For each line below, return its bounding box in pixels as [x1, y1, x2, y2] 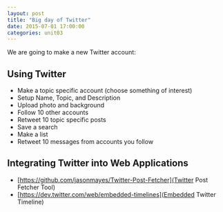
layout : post [7, 10, 45, 17]
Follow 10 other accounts [17, 108, 88, 117]
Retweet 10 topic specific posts [17, 116, 107, 124]
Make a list [17, 130, 48, 138]
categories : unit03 [7, 29, 64, 36]
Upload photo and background [17, 101, 105, 109]
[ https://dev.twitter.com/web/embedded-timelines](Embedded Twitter [17, 190, 216, 198]
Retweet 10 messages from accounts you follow [17, 138, 154, 146]
